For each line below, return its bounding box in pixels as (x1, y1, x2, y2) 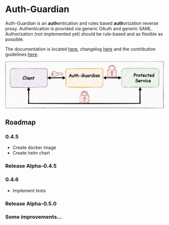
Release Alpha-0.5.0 (5, 200, 57, 207)
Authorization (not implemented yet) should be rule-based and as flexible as (5, 31, 163, 37)
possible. (5, 36, 24, 42)
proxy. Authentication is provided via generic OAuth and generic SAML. (5, 25, 153, 31)
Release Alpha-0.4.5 (5, 163, 57, 170)
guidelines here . (5, 51, 39, 57)
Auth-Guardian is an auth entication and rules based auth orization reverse (5, 20, 158, 26)
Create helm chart (12, 150, 50, 156)
